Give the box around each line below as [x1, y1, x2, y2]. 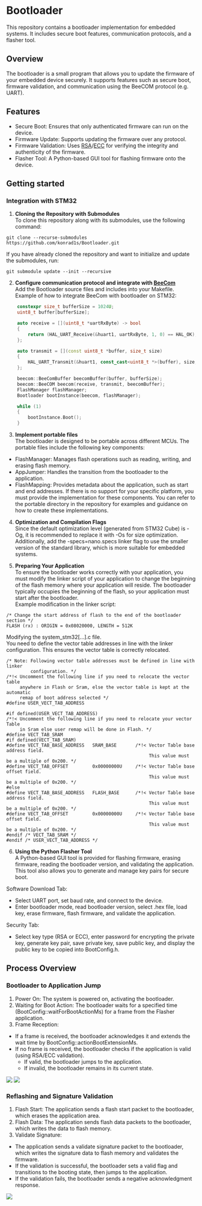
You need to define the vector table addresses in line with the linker [6, 640, 173, 647]
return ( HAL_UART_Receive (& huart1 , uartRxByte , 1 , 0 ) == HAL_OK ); [28, 331, 198, 338]
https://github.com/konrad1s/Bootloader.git [6, 240, 120, 246]
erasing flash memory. [14, 462, 71, 469]
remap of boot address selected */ [19, 695, 109, 701]
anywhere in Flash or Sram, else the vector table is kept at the [19, 684, 189, 690]
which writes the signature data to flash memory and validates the [14, 1149, 179, 1157]
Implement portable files [14, 431, 78, 438]
